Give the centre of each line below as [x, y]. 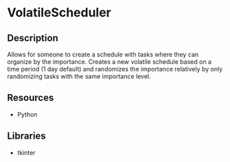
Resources [31, 98]
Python [27, 114]
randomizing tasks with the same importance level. [79, 76]
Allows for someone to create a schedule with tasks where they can [103, 54]
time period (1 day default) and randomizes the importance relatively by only [115, 69]
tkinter [26, 152]
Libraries [26, 136]
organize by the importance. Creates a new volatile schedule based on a [109, 62]
